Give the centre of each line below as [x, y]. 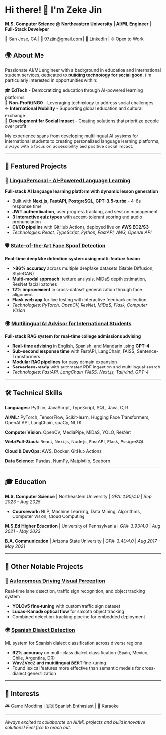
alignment [22, 294]
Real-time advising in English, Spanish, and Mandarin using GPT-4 [81, 346]
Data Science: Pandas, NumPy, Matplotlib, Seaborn [58, 461]
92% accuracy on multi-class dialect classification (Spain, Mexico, [81, 652]
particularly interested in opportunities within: [51, 80]
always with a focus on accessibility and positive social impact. [69, 146]
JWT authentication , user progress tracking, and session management [85, 212]
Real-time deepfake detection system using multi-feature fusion [73, 258]
